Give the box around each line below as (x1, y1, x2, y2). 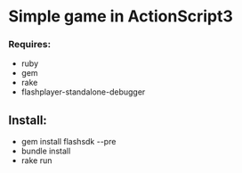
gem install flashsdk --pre (20, 136, 117, 147)
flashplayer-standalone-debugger (20, 86, 146, 97)
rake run (20, 155, 52, 166)
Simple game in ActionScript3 (8, 6, 233, 27)
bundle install (20, 145, 71, 157)
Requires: (8, 38, 51, 51)
